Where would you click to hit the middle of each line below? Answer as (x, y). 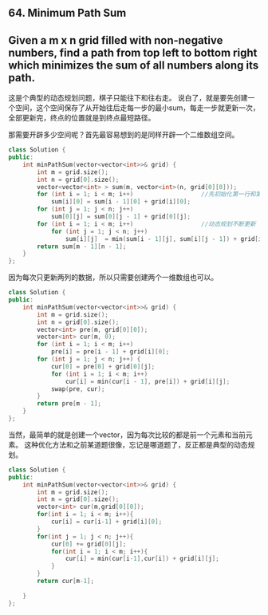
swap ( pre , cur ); (78, 389)
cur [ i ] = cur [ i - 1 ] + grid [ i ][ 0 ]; (106, 522)
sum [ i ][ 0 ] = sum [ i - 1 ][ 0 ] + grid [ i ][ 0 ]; (121, 202)
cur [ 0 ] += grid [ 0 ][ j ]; (89, 544)
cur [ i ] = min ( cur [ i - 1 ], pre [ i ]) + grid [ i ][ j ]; (148, 381)
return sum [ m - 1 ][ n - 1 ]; (82, 246)
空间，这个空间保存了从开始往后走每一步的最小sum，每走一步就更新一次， (137, 108)
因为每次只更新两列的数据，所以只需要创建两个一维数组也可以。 (113, 278)
